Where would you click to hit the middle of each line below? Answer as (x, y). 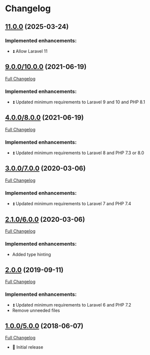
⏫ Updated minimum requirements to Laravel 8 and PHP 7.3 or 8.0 (78, 153)
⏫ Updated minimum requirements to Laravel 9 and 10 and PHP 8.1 (79, 102)
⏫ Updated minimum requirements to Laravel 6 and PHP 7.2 (72, 305)
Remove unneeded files (36, 310)
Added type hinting (32, 255)
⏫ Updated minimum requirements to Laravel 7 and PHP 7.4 (72, 204)
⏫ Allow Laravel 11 (30, 51)
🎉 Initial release (27, 347)
